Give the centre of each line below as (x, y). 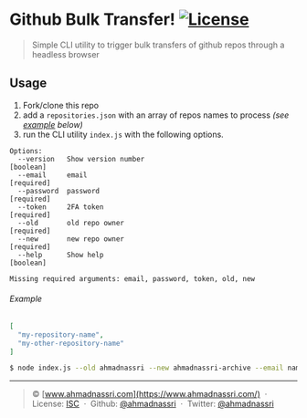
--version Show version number (81, 159)
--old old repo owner (71, 223)
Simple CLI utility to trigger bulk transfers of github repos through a (158, 45)
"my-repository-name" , (61, 334)
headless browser (66, 54)
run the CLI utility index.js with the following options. (123, 134)
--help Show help (61, 255)
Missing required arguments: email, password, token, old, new (132, 278)
